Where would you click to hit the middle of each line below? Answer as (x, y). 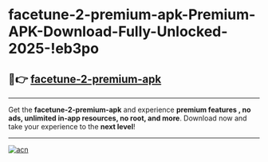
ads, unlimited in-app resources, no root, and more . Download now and (128, 118)
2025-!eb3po (54, 49)
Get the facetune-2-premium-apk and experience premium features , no (130, 110)
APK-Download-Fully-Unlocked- (118, 32)
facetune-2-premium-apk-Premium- (132, 15)
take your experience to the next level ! (72, 126)
